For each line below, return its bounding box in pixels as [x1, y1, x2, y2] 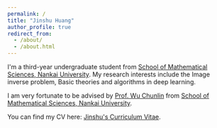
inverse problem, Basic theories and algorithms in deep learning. [7, 78, 196, 86]
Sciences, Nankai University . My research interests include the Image [7, 70, 211, 78]
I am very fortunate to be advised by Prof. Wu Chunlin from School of [7, 91, 209, 100]
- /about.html [13, 43, 55, 50]
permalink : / [7, 10, 46, 18]
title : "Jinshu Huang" [7, 17, 74, 24]
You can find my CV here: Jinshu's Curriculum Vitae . [7, 112, 161, 121]
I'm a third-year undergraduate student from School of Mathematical [7, 63, 208, 71]
